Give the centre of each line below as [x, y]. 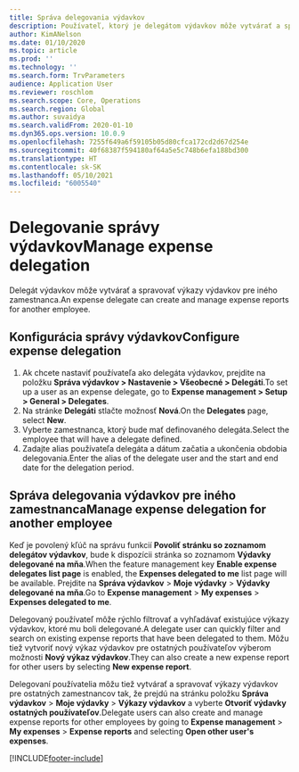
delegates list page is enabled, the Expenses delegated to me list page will [148, 573]
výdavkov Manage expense [111, 247]
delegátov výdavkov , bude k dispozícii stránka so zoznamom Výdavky [140, 554]
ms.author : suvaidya [48, 117]
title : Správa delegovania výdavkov [77, 17]
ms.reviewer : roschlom [51, 92]
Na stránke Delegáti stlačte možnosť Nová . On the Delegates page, [145, 411]
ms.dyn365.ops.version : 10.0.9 [67, 134]
